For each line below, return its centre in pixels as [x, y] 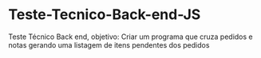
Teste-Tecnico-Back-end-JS [105, 15]
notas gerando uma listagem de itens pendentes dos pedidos [109, 44]
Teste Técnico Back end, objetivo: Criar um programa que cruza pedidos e [130, 37]
